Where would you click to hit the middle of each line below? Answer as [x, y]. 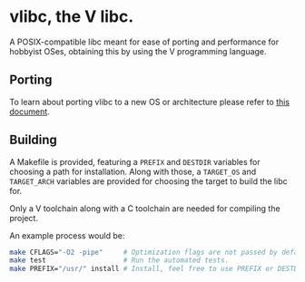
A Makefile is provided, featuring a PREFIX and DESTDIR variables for [135, 161]
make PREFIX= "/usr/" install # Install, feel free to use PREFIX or [142, 269]
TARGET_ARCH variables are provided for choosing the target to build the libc [148, 181]
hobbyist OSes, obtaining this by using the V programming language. [138, 51]
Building [33, 140]
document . [30, 112]
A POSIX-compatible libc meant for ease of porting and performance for [144, 42]
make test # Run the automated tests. [119, 260]
